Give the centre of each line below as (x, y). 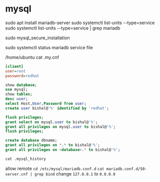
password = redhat (22, 76)
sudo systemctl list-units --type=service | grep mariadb (63, 28)
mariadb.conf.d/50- (127, 169)
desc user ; (17, 99)
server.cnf (17, 174)
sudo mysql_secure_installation (37, 38)
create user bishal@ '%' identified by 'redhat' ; (57, 108)
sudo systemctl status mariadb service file (49, 47)
